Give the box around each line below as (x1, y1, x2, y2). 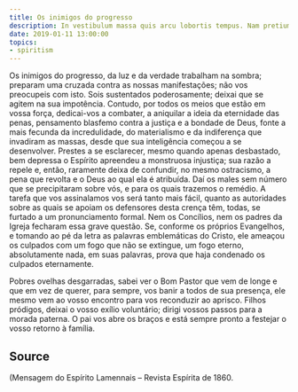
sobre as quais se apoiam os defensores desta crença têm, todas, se (9, 202, 261, 213)
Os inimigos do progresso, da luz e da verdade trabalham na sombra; (9, 70, 263, 81)
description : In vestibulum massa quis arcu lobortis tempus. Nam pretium (9, 21, 292, 30)
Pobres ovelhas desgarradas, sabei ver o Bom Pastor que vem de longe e (9, 276, 278, 286)
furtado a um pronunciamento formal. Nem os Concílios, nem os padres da (9, 212, 283, 223)
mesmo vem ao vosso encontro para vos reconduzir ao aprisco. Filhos (9, 294, 266, 306)
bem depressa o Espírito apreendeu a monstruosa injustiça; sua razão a (9, 155, 271, 166)
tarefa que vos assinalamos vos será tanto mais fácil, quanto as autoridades (9, 192, 286, 204)
